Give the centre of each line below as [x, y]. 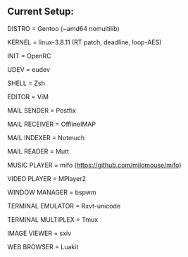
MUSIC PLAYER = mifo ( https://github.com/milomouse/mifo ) [94, 165]
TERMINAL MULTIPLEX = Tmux [53, 219]
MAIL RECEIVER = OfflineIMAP [52, 124]
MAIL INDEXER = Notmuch [46, 137]
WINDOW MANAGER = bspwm [52, 192]
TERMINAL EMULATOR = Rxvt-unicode [64, 206]
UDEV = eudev [29, 69]
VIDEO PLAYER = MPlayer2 [47, 178]
